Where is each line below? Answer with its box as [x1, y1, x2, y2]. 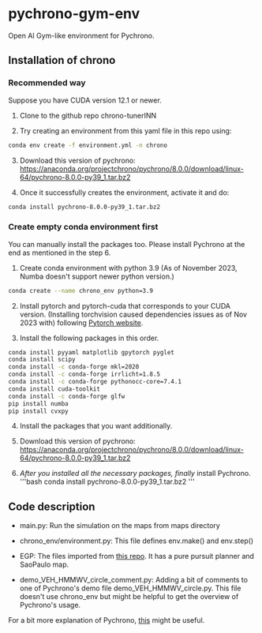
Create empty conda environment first [8, 222, 159, 233]
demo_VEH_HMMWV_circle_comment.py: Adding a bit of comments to [19, 575, 249, 585]
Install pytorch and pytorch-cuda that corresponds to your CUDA [19, 301, 231, 310]
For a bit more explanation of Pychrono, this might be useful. [8, 616, 205, 625]
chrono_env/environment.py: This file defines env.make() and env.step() [19, 536, 254, 545]
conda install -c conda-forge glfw [8, 392, 125, 400]
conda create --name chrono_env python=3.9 [8, 287, 154, 294]
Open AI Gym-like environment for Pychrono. [8, 31, 155, 40]
